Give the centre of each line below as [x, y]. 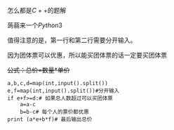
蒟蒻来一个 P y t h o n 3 [35, 25]
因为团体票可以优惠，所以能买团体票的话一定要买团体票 [87, 55]
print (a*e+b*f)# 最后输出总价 [50, 119]
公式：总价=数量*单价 [39, 70]
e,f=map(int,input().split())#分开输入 [63, 91]
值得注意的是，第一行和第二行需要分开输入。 [72, 40]
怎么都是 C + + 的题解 [37, 10]
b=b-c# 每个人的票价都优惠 [54, 112]
